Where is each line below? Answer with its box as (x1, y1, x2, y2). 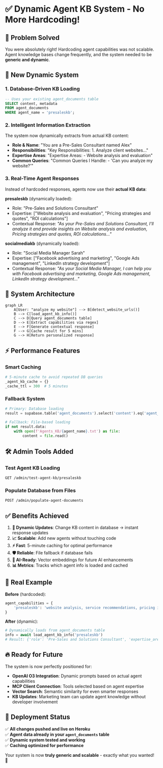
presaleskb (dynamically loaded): (5, 196, 73, 201)
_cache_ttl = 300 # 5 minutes (5, 384, 68, 389)
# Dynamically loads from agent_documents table (5, 628, 105, 633)
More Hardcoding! (5, 14, 80, 25)
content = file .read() (22, 433, 68, 438)
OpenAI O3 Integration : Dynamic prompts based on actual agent (12, 673, 142, 679)
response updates (12, 530, 49, 535)
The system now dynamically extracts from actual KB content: (5, 133, 130, 138)
